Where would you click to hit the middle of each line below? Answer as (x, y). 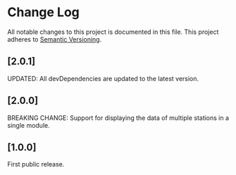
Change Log (43, 12)
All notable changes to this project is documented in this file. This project (113, 32)
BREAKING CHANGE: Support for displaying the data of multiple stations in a (118, 118)
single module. (29, 125)
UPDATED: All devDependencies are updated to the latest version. (103, 78)
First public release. (36, 164)
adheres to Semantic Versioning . (55, 39)
